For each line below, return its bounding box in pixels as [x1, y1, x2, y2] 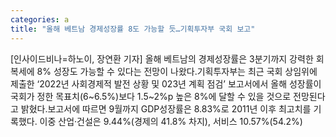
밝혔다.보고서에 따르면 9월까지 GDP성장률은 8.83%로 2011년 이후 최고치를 [20, 102, 312, 115]
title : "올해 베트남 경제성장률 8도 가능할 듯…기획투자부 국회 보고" [10, 24, 256, 34]
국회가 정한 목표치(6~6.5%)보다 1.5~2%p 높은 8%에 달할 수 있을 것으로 [10, 90, 292, 102]
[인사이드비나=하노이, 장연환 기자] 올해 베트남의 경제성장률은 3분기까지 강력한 [10, 52, 314, 65]
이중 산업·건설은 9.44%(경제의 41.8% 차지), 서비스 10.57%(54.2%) [39, 115, 303, 127]
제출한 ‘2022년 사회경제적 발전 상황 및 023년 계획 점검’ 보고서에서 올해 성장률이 [10, 77, 322, 90]
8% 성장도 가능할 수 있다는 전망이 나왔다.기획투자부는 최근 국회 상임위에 [36, 65, 318, 77]
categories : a [10, 14, 70, 25]
